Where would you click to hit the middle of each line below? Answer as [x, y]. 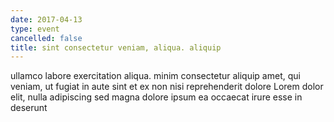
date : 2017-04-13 [46, 19]
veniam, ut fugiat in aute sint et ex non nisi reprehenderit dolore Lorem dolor [167, 87]
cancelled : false [46, 38]
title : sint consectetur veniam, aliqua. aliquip [116, 47]
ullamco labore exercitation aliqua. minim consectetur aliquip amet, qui [155, 76]
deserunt [29, 108]
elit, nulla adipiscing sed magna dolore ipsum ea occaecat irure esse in [156, 97]
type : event [35, 29]
